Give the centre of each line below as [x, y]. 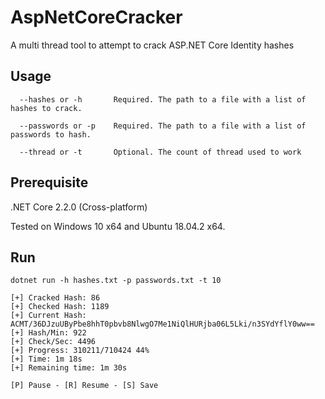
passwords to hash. [51, 134]
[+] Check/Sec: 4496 [53, 342]
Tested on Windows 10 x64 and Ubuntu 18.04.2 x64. [118, 226]
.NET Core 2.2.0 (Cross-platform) [79, 207]
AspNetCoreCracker [96, 17]
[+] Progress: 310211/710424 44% [80, 351]
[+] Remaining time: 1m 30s [69, 368]
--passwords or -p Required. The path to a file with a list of [163, 126]
